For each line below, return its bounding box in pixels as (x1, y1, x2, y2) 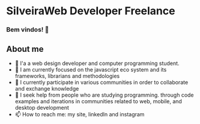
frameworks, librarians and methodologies (14, 72, 120, 79)
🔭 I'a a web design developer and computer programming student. (14, 60, 180, 67)
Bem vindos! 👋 (6, 26, 49, 34)
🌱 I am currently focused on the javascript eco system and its (14, 66, 167, 73)
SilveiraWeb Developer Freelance (6, 4, 175, 18)
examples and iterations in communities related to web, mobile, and (14, 97, 182, 105)
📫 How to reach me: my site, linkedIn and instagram (14, 110, 145, 117)
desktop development (14, 104, 69, 111)
